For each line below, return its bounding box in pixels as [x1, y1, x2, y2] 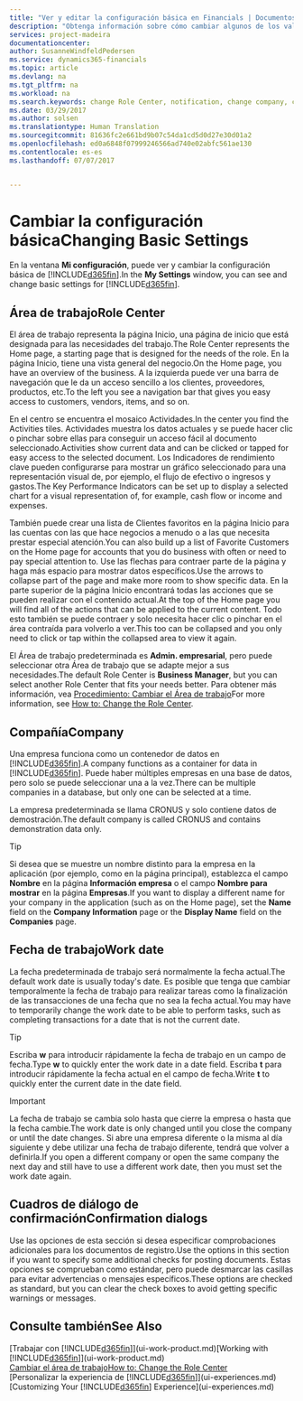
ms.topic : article [9, 64, 78, 73]
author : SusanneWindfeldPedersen [9, 47, 135, 56]
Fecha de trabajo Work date [9, 942, 164, 957]
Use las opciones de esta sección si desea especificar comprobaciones [9, 1235, 277, 1246]
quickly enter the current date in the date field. [9, 1078, 182, 1088]
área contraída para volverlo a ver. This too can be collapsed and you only [9, 623, 282, 634]
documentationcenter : [9, 38, 91, 48]
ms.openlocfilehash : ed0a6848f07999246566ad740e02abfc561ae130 [9, 139, 252, 148]
